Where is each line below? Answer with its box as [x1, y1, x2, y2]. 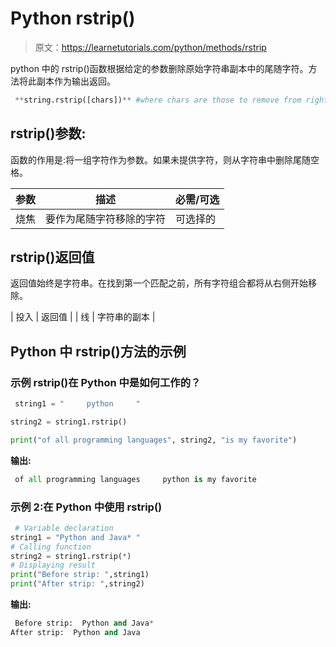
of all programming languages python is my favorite [14, 474, 257, 484]
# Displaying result [10, 560, 97, 571]
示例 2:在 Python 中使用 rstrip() [10, 500, 163, 514]
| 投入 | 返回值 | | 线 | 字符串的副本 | [10, 311, 156, 323]
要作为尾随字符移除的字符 [45, 212, 167, 226]
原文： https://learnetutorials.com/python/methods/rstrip [34, 41, 267, 53]
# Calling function [10, 542, 92, 552]
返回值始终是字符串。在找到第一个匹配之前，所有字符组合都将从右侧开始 [10, 277, 308, 289]
